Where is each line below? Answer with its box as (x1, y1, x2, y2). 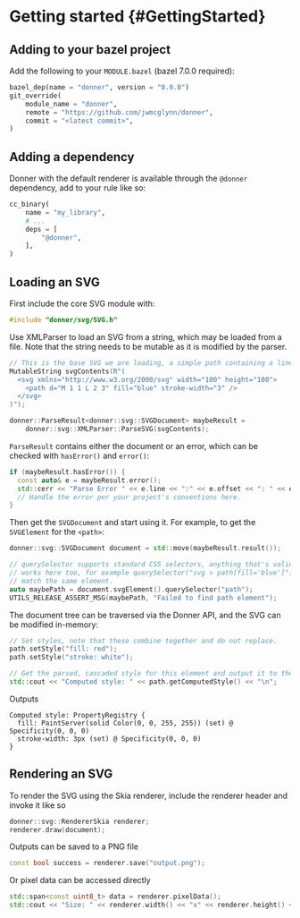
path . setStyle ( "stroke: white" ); (9, 653, 134, 662)
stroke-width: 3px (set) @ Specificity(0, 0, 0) (17, 734, 202, 744)
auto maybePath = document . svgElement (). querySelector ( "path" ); (9, 584, 254, 594)
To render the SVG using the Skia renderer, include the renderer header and (9, 790, 288, 801)
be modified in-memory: (9, 619, 99, 630)
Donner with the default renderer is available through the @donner (9, 173, 248, 184)
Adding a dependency (9, 149, 135, 165)
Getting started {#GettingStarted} (9, 6, 266, 27)
